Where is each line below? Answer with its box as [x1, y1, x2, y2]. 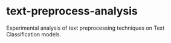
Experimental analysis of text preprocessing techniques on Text [6, 24, 165, 31]
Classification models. [6, 30, 62, 38]
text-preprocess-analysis [6, 4, 138, 18]
